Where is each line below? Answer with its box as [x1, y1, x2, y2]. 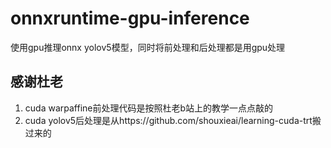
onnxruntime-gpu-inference [10, 7, 250, 30]
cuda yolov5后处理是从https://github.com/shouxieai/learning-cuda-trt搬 [24, 114, 322, 126]
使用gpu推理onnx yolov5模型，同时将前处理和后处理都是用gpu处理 [10, 41, 286, 53]
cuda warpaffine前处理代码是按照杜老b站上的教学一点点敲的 [24, 102, 274, 114]
